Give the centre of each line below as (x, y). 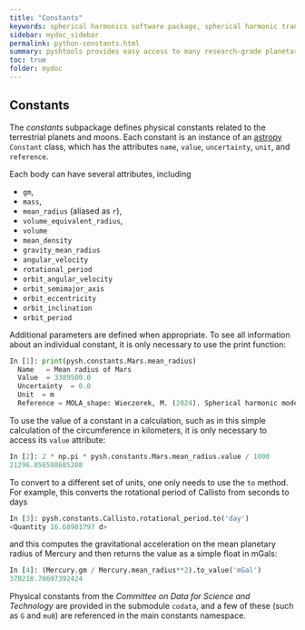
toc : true (28, 60)
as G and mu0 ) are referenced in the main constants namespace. (128, 615)
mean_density (47, 240)
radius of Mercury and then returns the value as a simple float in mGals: (143, 554)
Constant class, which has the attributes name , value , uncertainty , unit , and (150, 146)
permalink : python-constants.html (75, 43)
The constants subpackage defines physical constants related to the (138, 127)
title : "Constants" (46, 18)
